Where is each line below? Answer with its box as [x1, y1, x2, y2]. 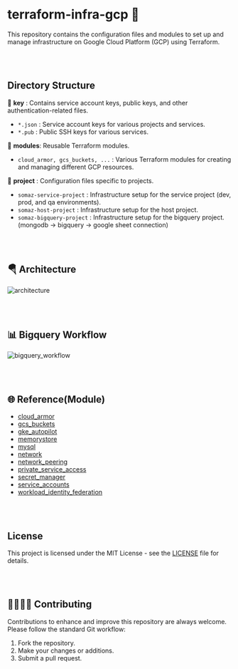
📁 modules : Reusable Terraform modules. [7, 141, 130, 150]
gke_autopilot [17, 427, 58, 436]
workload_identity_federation [17, 488, 103, 497]
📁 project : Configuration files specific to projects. [7, 176, 154, 185]
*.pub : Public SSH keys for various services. [17, 128, 149, 136]
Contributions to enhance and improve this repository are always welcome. [7, 617, 227, 626]
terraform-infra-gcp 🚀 [7, 6, 140, 23]
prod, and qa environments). [17, 197, 102, 206]
